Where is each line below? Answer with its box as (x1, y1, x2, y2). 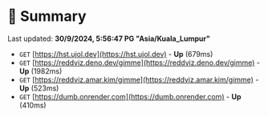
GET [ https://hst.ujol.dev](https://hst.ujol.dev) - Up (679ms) (18, 49, 213, 58)
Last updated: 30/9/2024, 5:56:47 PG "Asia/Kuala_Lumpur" (7, 34, 210, 43)
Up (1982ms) (18, 66, 63, 75)
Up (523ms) (18, 83, 59, 93)
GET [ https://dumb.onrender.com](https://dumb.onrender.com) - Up (18, 91, 242, 101)
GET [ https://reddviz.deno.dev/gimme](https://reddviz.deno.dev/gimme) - (18, 58, 261, 67)
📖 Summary (7, 7, 87, 26)
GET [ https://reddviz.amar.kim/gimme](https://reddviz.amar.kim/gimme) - (18, 75, 259, 84)
